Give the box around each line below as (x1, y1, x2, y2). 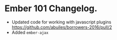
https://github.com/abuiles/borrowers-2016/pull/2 (11, 24, 112, 30)
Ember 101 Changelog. (4, 3, 97, 14)
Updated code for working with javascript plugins (11, 19, 112, 25)
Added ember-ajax (11, 29, 48, 35)
